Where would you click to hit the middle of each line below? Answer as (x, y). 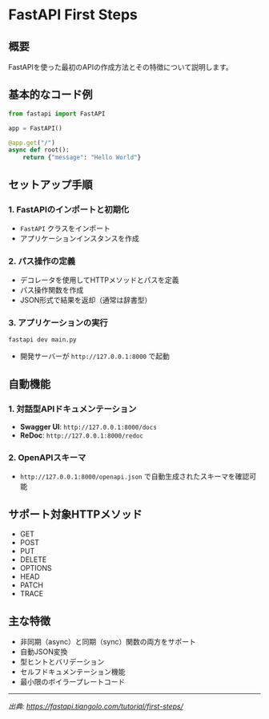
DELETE (33, 559)
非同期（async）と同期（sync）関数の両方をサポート (108, 641)
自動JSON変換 (44, 652)
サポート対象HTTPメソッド (75, 514)
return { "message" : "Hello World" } (82, 158)
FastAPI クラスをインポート (65, 228)
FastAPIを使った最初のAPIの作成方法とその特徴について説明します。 (121, 67)
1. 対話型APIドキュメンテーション (72, 409)
